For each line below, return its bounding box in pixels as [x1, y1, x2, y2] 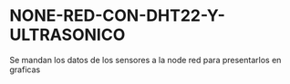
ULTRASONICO [9, 24, 126, 45]
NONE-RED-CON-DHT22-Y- [9, 5, 225, 26]
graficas [9, 64, 41, 75]
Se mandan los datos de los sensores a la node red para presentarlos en [9, 54, 282, 65]
